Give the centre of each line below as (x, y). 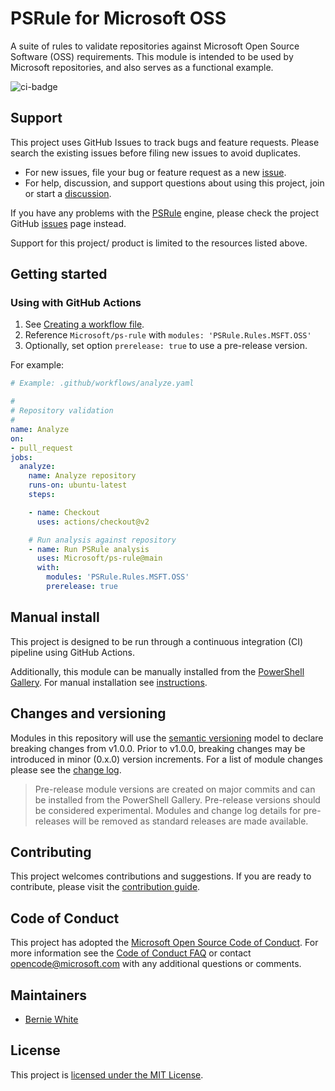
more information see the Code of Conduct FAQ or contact (131, 953)
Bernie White (51, 1019)
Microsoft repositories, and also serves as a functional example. (142, 67)
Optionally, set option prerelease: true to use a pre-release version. (166, 346)
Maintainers (49, 995)
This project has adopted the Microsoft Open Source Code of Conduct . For (164, 943)
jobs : (21, 457)
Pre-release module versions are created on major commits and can (175, 789)
